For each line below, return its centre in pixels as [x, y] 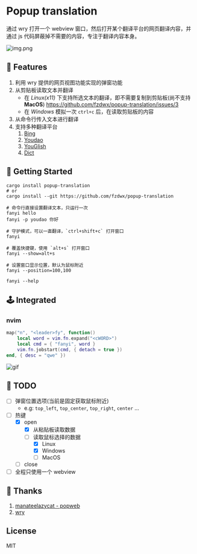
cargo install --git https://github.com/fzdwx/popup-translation [90, 196]
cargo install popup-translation [48, 185]
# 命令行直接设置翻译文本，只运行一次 [47, 208]
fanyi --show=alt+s [31, 253]
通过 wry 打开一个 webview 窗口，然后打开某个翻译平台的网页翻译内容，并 [99, 28]
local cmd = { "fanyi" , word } [56, 344]
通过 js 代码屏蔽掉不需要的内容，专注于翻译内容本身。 [73, 36]
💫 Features [27, 67]
